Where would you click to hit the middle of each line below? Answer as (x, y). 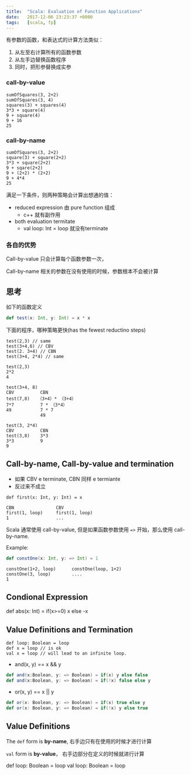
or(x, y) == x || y (34, 692)
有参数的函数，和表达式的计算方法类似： (55, 40)
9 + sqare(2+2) (25, 168)
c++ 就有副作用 (42, 214)
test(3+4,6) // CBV (30, 346)
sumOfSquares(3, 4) (30, 100)
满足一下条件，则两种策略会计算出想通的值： (60, 195)
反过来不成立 (30, 486)
